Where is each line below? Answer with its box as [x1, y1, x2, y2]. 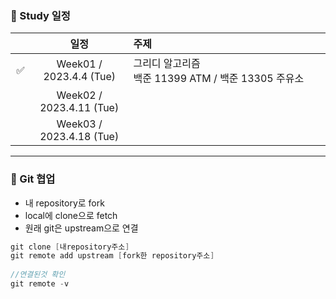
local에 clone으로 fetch [24, 209, 118, 221]
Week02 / [56, 88, 103, 102]
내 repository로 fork [24, 197, 105, 209]
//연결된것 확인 [10, 270, 66, 280]
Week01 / [56, 57, 103, 71]
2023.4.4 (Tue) [43, 70, 116, 84]
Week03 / [56, 117, 103, 131]
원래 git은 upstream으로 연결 [24, 222, 139, 234]
